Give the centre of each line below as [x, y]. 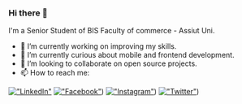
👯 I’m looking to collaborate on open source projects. [108, 63]
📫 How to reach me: [55, 73]
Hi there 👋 [28, 13]
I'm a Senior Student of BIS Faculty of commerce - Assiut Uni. [112, 31]
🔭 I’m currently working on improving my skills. [98, 46]
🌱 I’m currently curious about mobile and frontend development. [127, 55]
